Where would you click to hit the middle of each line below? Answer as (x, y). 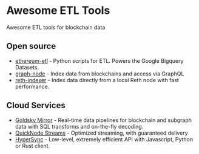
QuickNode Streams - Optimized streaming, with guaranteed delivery (101, 133)
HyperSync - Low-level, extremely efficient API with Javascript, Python (104, 139)
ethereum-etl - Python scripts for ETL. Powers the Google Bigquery (99, 60)
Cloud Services (36, 105)
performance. (32, 86)
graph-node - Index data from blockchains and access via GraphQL (99, 74)
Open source (31, 46)
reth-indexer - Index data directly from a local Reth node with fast (97, 80)
